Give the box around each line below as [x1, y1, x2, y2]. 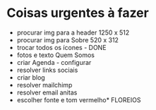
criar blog [16, 73, 45, 82]
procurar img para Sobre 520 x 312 [16, 35, 119, 44]
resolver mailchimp [16, 80, 73, 89]
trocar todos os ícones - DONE [16, 43, 107, 51]
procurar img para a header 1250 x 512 [16, 28, 130, 37]
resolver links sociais [16, 66, 78, 74]
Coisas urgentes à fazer [6, 5, 149, 21]
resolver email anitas [16, 88, 78, 97]
